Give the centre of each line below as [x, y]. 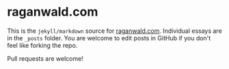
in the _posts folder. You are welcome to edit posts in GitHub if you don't [109, 38]
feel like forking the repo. [42, 45]
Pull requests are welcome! [45, 58]
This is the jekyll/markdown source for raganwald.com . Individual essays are [114, 31]
